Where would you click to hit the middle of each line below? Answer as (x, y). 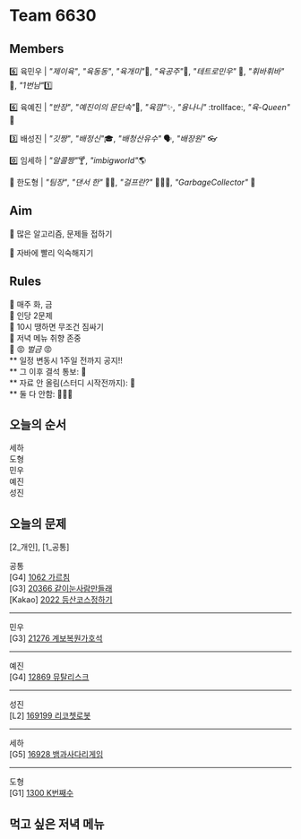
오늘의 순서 (38, 425)
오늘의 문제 (38, 524)
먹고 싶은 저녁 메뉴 (57, 824)
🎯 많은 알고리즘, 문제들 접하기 (61, 233)
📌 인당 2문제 (31, 316)
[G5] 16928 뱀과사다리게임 (56, 755)
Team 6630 (53, 16)
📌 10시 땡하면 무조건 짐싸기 (57, 326)
